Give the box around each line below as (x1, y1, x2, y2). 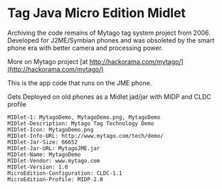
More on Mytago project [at (7, 57, 88, 65)
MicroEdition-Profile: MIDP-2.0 (7, 175, 103, 183)
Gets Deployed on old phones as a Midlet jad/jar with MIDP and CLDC (7, 92, 212, 101)
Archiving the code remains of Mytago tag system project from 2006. (7, 28, 211, 37)
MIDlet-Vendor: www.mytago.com (7, 157, 100, 164)
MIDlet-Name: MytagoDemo (7, 151, 81, 158)
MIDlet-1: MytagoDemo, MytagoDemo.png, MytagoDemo (7, 114, 161, 121)
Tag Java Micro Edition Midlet (7, 5, 186, 21)
